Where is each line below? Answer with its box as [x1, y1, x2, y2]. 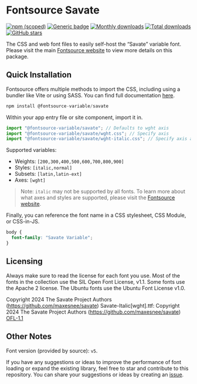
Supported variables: [6, 147, 57, 154]
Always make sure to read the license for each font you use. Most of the [6, 272, 181, 279]
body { [6, 229, 22, 235]
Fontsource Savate [6, 4, 100, 17]
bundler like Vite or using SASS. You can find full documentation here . [6, 91, 175, 98]
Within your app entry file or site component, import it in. [6, 114, 143, 121]
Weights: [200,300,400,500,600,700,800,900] [14, 158, 124, 165]
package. [6, 53, 29, 60]
